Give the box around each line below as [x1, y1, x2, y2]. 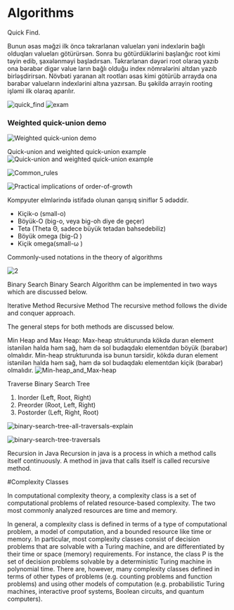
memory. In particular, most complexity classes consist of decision [7, 535, 200, 543]
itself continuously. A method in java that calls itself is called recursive [7, 457, 210, 465]
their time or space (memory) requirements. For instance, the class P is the [7, 550, 224, 559]
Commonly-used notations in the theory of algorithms [7, 253, 163, 262]
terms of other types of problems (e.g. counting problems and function [7, 572, 212, 581]
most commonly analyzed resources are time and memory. [7, 507, 178, 515]
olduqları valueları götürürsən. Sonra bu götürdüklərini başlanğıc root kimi [7, 49, 221, 58]
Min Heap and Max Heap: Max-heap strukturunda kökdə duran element [7, 336, 214, 345]
